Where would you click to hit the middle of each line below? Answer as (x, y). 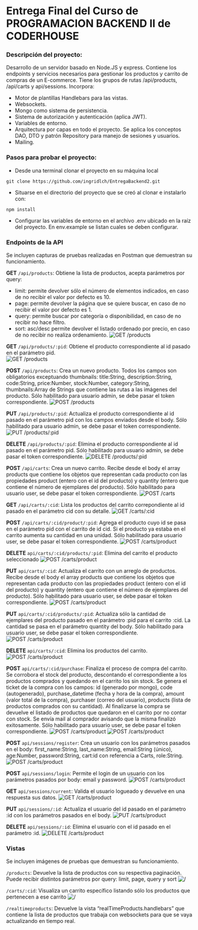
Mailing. (24, 142)
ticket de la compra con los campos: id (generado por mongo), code (90, 687)
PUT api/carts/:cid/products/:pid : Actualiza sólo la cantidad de (86, 614)
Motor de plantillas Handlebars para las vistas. (71, 98)
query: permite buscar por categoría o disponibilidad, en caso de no (98, 316)
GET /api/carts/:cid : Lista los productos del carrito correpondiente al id (95, 505)
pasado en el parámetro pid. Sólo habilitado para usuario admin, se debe (95, 450)
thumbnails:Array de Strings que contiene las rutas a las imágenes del (92, 389)
